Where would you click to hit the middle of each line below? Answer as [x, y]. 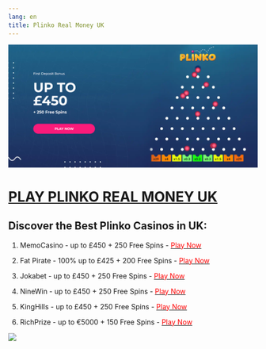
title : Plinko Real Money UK [56, 25]
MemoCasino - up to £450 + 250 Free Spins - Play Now [110, 245]
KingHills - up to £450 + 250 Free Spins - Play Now [103, 306]
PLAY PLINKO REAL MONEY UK [113, 196]
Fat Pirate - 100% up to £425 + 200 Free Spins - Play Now [114, 260]
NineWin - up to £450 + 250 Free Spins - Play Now [103, 291]
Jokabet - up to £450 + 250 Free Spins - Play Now [102, 276]
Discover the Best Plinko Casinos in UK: [108, 226]
